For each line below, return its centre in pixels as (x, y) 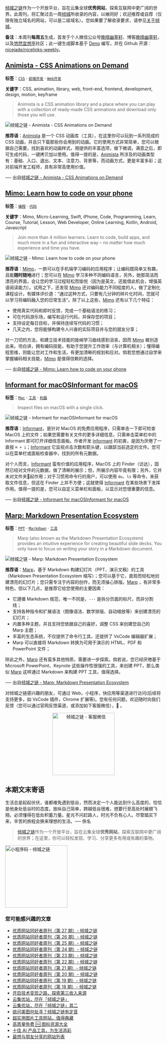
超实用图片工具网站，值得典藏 (43, 1018)
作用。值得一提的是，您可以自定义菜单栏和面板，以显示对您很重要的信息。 (81, 489)
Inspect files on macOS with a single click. (61, 408)
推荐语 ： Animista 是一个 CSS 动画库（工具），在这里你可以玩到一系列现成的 (82, 135)
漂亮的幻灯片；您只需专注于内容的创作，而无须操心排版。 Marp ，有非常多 (85, 582)
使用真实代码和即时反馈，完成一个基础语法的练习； (65, 310)
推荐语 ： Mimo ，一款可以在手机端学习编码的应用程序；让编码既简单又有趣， (83, 268)
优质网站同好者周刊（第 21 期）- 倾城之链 (54, 968)
